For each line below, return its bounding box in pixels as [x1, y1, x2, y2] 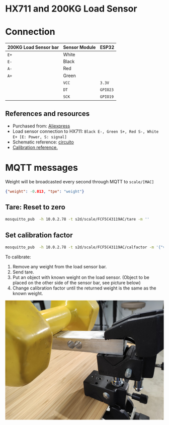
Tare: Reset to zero [5, 202, 65, 211]
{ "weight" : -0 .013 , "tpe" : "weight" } [5, 189, 84, 194]
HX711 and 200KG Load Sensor [5, 3, 137, 15]
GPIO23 [100, 88, 114, 93]
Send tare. [12, 269, 34, 275]
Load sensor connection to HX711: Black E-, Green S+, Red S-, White [12, 128, 159, 134]
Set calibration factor [5, 231, 73, 239]
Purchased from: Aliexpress [12, 123, 70, 129]
